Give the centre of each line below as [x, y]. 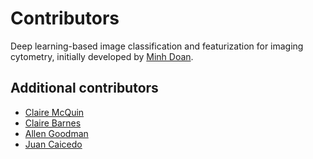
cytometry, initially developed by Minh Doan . [102, 56]
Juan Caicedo [53, 144]
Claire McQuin [54, 112]
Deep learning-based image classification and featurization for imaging [157, 46]
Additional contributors [84, 88]
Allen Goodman [56, 133]
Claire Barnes [53, 123]
